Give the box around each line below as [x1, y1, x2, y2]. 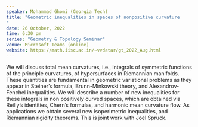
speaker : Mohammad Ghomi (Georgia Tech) [6, 8, 109, 15]
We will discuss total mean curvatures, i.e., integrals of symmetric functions [6, 63, 193, 71]
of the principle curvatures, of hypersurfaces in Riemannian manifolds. [6, 69, 180, 77]
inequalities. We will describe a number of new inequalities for [26, 88, 180, 96]
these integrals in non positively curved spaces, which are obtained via [6, 95, 181, 102]
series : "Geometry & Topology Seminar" [6, 36, 106, 42]
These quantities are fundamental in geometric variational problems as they [6, 76, 192, 83]
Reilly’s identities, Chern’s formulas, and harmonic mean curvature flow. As [6, 101, 190, 109]
